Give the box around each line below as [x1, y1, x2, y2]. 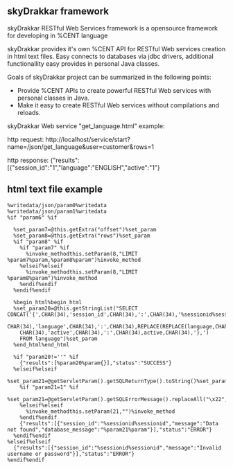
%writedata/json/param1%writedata [7, 208, 107, 215]
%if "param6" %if [7, 214, 58, 221]
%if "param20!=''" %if [13, 353, 79, 360]
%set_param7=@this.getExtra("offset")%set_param [13, 226, 157, 233]
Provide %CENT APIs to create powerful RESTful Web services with [17, 86, 212, 94]
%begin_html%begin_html [13, 299, 82, 306]
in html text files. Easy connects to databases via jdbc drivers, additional [7, 52, 214, 60]
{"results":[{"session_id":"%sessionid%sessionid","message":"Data [19, 420, 218, 427]
